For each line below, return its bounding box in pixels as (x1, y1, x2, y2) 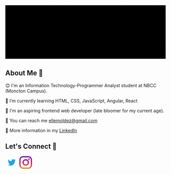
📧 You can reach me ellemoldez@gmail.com (5, 117, 98, 123)
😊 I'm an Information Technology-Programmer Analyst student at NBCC (5, 82, 157, 88)
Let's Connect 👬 (5, 142, 57, 151)
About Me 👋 (5, 69, 43, 78)
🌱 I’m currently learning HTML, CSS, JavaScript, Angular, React (5, 97, 138, 104)
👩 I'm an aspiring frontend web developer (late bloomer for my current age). (5, 107, 164, 114)
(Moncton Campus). (5, 88, 47, 94)
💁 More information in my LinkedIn (5, 127, 77, 133)
